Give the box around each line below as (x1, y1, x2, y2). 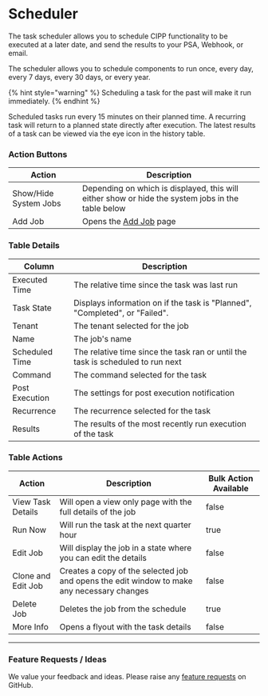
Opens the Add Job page (82, 216, 176, 227)
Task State (12, 302, 52, 313)
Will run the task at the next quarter (59, 519, 191, 530)
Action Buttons (8, 149, 68, 160)
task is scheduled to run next (73, 356, 182, 367)
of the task (73, 428, 114, 439)
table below (82, 203, 126, 214)
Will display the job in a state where (59, 542, 192, 553)
